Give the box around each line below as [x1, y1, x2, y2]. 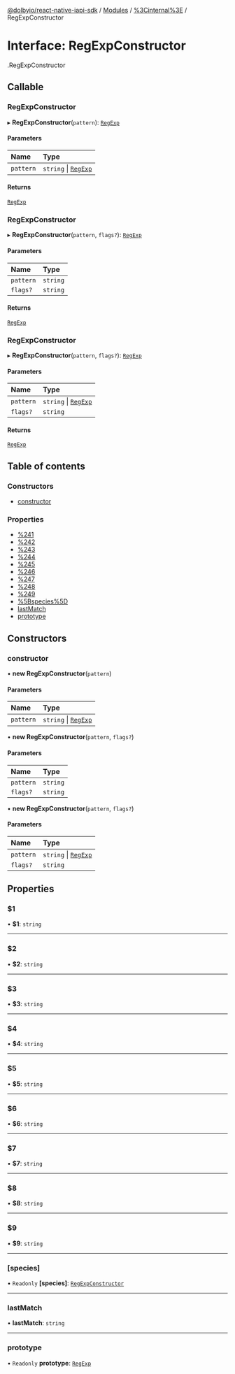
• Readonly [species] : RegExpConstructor [7, 1279, 124, 1287]
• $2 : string [7, 959, 43, 968]
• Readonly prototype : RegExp [7, 1359, 92, 1367]
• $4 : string [7, 1040, 43, 1048]
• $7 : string [7, 1159, 43, 1168]
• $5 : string [7, 1080, 43, 1088]
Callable [7, 81, 44, 93]
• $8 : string [7, 1199, 43, 1208]
